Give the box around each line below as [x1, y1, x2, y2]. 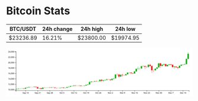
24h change [42, 26, 73, 33]
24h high [80, 26, 104, 33]
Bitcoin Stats [6, 4, 71, 18]
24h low [114, 26, 136, 33]
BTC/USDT [9, 26, 37, 33]
